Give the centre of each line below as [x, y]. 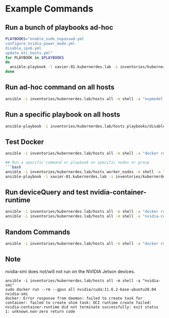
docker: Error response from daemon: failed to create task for [74, 298]
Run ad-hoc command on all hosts [60, 87]
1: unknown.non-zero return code [40, 311]
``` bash [13, 167]
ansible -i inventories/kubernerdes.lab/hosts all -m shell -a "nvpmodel [84, 99]
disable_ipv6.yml [23, 48]
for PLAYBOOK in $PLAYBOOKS [35, 58]
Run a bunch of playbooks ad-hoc [59, 27]
